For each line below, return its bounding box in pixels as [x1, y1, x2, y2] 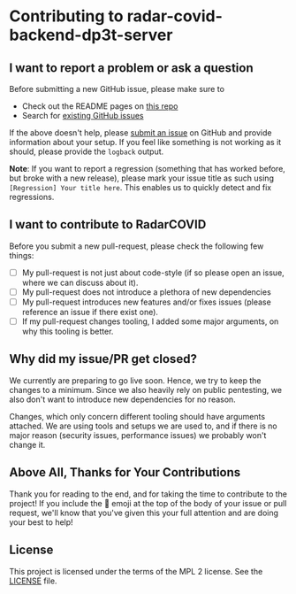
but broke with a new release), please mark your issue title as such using [9, 173, 274, 183]
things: [9, 250, 34, 260]
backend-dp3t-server [9, 25, 173, 45]
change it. [9, 439, 46, 450]
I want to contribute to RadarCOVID [9, 217, 207, 232]
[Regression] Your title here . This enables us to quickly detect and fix [9, 182, 272, 192]
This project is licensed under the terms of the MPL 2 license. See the [9, 566, 263, 576]
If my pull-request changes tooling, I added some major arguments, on [21, 316, 279, 327]
